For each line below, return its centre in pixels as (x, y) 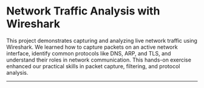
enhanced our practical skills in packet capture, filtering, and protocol (93, 66)
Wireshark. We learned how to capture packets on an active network (92, 47)
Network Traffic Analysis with (83, 11)
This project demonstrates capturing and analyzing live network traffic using (102, 40)
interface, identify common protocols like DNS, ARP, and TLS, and (89, 53)
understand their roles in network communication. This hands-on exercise (99, 60)
